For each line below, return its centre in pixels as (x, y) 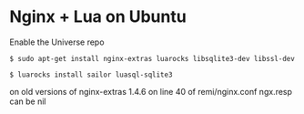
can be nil (28, 101)
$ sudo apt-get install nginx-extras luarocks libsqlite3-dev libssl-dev (152, 58)
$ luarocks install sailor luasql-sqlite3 (91, 75)
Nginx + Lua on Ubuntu (98, 17)
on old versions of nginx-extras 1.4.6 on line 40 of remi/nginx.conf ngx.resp (151, 91)
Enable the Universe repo (57, 42)
